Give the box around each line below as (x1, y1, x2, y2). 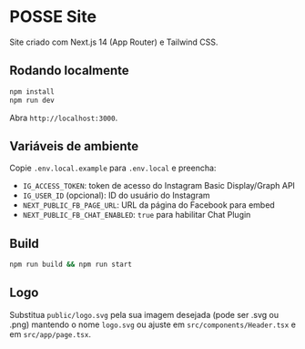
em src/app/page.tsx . (9, 328, 91, 339)
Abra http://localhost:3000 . (9, 112, 118, 123)
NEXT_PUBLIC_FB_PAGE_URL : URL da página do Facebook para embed (22, 200, 275, 210)
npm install (9, 87, 55, 97)
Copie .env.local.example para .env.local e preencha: (9, 162, 217, 174)
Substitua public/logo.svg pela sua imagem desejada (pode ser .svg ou (9, 309, 280, 320)
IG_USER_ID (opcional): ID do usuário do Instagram (22, 190, 211, 201)
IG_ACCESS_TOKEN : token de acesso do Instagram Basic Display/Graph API (22, 180, 296, 191)
